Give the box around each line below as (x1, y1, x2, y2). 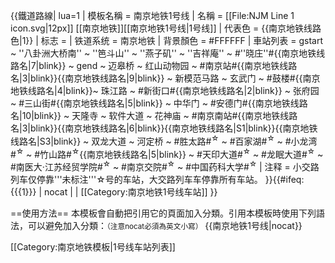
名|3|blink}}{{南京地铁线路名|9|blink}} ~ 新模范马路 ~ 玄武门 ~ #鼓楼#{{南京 (10, 72, 321, 84)
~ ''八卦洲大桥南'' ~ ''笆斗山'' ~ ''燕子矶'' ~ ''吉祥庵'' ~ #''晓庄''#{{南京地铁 (10, 47, 317, 59)
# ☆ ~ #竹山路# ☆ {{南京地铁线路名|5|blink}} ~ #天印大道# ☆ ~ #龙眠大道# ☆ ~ (10, 146, 324, 160)
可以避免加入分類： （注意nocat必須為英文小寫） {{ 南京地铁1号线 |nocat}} (27, 219, 303, 231)
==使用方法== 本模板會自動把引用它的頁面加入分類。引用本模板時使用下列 (10, 207, 317, 219)
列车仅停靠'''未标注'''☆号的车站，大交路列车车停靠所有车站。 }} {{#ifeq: (10, 173, 305, 185)
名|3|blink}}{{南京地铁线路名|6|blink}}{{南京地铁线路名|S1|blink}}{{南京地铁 (10, 122, 318, 134)
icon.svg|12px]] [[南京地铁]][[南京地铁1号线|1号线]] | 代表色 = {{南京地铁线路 (10, 22, 322, 34)
